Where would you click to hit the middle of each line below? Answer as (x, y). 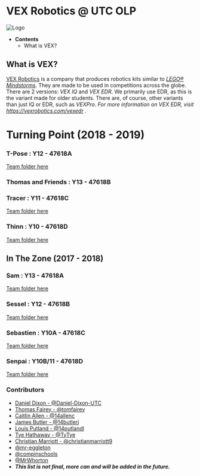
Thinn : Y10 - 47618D (37, 227)
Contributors (25, 390)
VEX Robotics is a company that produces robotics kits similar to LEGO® (95, 78)
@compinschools (36, 454)
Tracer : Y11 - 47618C (38, 198)
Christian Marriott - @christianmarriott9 (63, 441)
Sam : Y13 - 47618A (35, 275)
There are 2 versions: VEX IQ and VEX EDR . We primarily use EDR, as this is (99, 92)
